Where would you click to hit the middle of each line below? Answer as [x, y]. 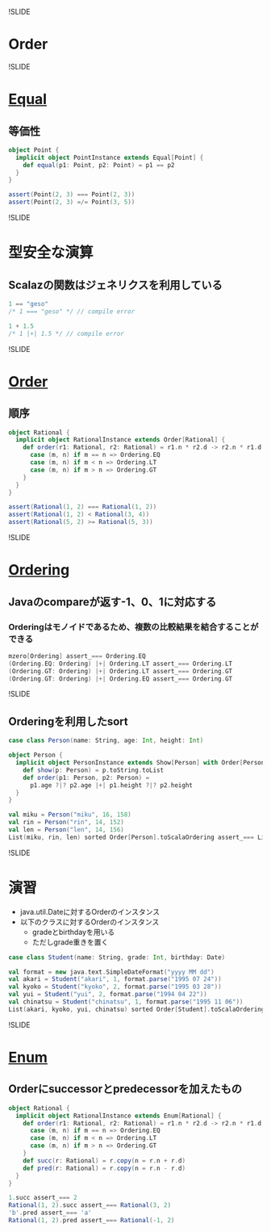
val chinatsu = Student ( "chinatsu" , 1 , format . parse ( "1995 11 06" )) [126, 1002]
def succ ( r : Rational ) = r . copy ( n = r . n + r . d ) [104, 1161]
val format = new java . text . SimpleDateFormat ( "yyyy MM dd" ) [112, 972]
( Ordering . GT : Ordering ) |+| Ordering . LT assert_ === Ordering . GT [121, 671]
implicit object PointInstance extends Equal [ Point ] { [110, 157]
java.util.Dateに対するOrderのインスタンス [90, 911]
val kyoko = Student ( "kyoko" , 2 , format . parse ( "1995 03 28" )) [115, 987]
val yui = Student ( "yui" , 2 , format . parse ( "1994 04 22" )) [108, 995]
